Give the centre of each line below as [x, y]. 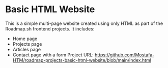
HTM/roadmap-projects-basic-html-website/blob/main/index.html [82, 60]
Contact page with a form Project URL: [53, 55]
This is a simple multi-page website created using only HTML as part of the [84, 23]
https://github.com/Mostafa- [125, 55]
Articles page [27, 49]
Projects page [27, 44]
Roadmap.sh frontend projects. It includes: [50, 28]
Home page [25, 39]
